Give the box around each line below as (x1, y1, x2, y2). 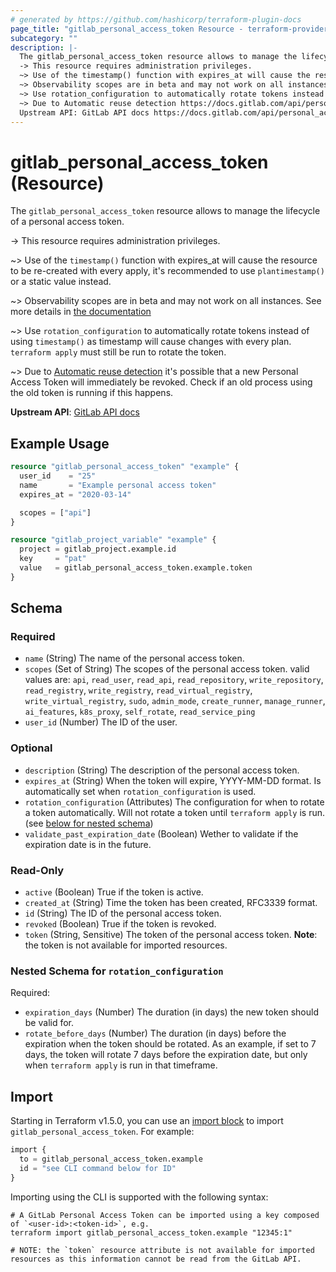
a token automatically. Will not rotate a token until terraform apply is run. (24, 806, 326, 818)
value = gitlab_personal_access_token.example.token (19, 563, 253, 573)
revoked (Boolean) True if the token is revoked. (24, 918, 217, 930)
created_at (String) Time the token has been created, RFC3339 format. (24, 897, 318, 909)
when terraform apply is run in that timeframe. (24, 1059, 218, 1071)
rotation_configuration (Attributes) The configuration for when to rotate (24, 796, 325, 808)
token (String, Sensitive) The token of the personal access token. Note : (24, 929, 318, 941)
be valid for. (24, 1017, 75, 1029)
